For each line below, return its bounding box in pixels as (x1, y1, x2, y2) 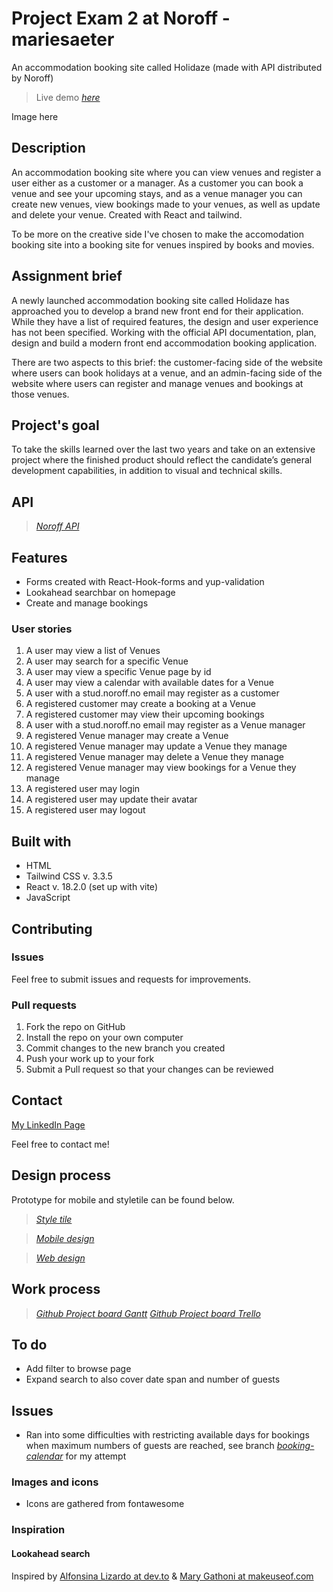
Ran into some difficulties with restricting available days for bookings (25, 1429, 310, 1441)
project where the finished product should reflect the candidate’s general (11, 454, 313, 466)
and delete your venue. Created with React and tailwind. (11, 208, 243, 221)
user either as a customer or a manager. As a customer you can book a (11, 177, 304, 189)
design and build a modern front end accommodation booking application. (11, 337, 318, 349)
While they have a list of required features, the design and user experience (11, 315, 319, 327)
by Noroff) (11, 72, 54, 84)
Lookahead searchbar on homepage (25, 587, 176, 598)
